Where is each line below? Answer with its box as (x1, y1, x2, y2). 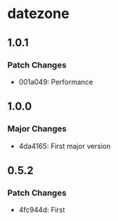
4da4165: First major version (18, 141, 111, 150)
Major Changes (7, 123, 67, 134)
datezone (7, 5, 70, 23)
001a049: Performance (18, 77, 94, 86)
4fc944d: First (18, 205, 66, 215)
